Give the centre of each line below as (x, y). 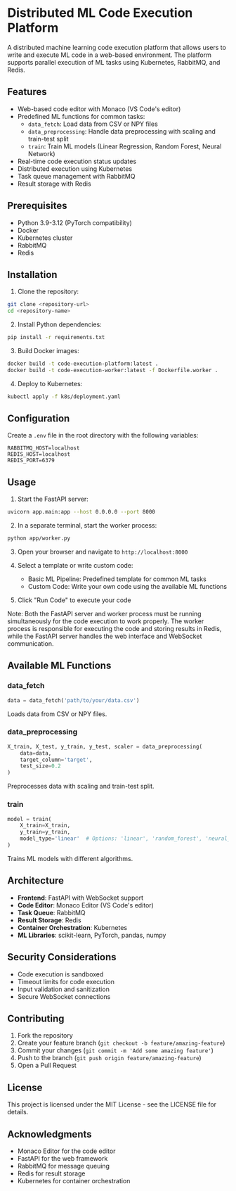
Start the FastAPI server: (53, 499)
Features (27, 92)
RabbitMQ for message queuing (64, 1166)
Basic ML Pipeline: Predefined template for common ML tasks (117, 579)
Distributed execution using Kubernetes (74, 168)
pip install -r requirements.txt (56, 338)
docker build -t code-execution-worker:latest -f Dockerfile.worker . (113, 370)
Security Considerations (62, 957)
